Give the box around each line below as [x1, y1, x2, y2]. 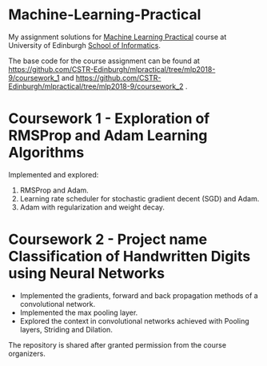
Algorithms [8, 144, 85, 161]
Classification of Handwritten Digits [8, 248, 251, 265]
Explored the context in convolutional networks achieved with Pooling [19, 316, 249, 325]
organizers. [8, 348, 46, 358]
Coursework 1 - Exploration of [8, 109, 210, 128]
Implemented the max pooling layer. [19, 308, 138, 317]
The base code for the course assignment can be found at [8, 56, 200, 66]
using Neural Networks [8, 265, 165, 283]
